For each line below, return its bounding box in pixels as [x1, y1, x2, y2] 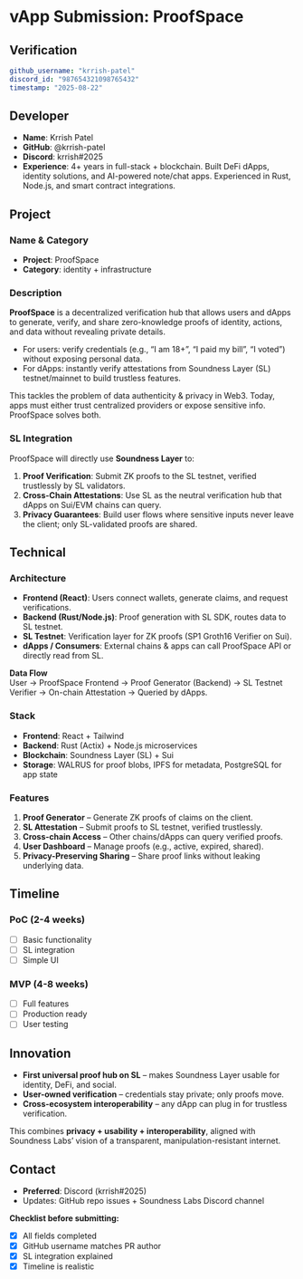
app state [22, 768, 59, 780]
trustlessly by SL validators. [22, 480, 126, 491]
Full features [22, 998, 70, 1009]
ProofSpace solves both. [9, 409, 101, 420]
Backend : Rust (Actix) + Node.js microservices [22, 740, 198, 751]
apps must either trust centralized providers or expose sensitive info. [9, 400, 266, 411]
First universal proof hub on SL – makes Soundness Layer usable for [22, 1070, 280, 1081]
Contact [9, 1161, 56, 1177]
